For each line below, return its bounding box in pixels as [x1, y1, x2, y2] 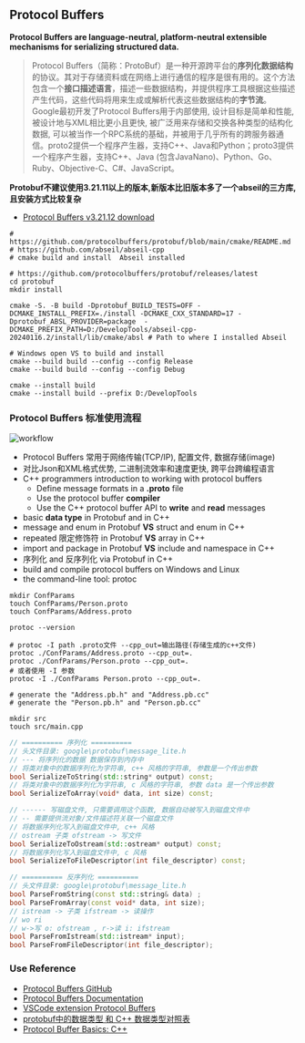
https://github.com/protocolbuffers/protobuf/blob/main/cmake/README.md [9, 237, 291, 246]
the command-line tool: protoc [22, 573, 137, 584]
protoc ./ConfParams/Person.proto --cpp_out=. [9, 656, 189, 666]
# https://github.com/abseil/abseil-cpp [9, 245, 166, 254]
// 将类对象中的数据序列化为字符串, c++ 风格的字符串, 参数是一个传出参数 [9, 763, 258, 773]
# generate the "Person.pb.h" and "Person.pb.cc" [9, 698, 202, 707]
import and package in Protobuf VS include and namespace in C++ [22, 542, 275, 554]
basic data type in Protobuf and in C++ [22, 512, 170, 523]
